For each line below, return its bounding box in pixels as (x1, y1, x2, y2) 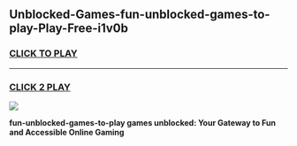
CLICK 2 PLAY (9, 81, 71, 93)
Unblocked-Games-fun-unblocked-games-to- (9, 7, 270, 22)
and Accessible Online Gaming (9, 127, 125, 137)
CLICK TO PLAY (9, 48, 78, 60)
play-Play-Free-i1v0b (9, 21, 128, 36)
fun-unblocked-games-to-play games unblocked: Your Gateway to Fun (9, 117, 277, 127)
